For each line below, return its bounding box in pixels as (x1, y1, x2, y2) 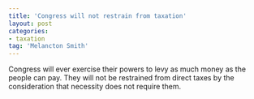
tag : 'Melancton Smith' (8, 42, 89, 50)
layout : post (8, 19, 53, 28)
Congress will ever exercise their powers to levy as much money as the (8, 64, 246, 74)
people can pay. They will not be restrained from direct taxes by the (8, 73, 235, 83)
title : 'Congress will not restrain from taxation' (8, 11, 187, 20)
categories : (8, 27, 49, 35)
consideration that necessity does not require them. (8, 82, 182, 92)
